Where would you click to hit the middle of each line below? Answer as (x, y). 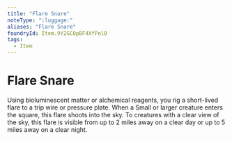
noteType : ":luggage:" (40, 20)
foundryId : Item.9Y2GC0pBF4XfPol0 (57, 33)
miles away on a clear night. (47, 129)
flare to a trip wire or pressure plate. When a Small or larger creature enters (115, 107)
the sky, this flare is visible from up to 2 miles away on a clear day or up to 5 (116, 122)
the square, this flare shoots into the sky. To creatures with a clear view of (113, 114)
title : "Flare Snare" (39, 14)
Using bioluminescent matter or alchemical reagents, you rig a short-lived (113, 100)
